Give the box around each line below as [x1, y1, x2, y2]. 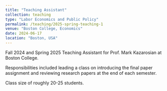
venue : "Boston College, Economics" [5, 26, 83, 31]
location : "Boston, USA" [5, 36, 58, 41]
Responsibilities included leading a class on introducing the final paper [5, 64, 153, 71]
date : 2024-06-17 [5, 31, 42, 36]
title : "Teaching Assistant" [5, 7, 67, 13]
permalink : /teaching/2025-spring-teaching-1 [5, 21, 103, 27]
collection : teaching [5, 12, 51, 17]
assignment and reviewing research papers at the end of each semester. [5, 70, 157, 76]
